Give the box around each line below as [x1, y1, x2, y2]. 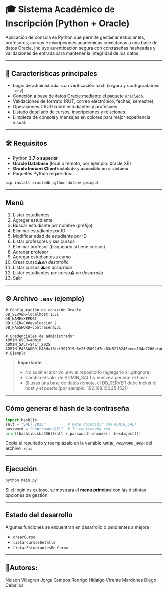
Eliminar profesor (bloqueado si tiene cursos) [12, 244, 106, 250]
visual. [12, 119, 27, 125]
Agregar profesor [12, 249, 49, 255]
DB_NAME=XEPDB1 [5, 316, 37, 321]
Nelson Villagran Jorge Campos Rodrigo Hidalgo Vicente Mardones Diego [5, 577, 157, 583]
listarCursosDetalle [12, 540, 56, 545]
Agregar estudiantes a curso [12, 254, 71, 260]
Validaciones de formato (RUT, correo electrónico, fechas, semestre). [12, 98, 155, 104]
